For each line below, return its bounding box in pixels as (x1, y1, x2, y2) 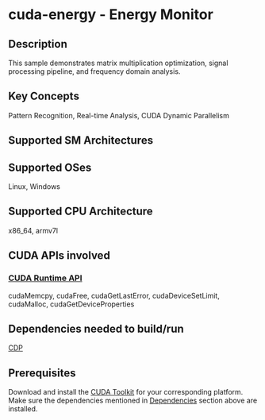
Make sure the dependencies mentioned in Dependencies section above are (8, 395, 258, 406)
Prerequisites (8, 366, 76, 380)
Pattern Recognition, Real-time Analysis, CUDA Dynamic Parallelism (8, 110, 230, 120)
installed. (8, 404, 38, 414)
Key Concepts (8, 90, 79, 103)
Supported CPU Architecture (8, 205, 153, 218)
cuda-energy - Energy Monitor (8, 6, 214, 24)
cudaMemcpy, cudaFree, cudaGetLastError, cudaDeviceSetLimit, (8, 291, 220, 300)
